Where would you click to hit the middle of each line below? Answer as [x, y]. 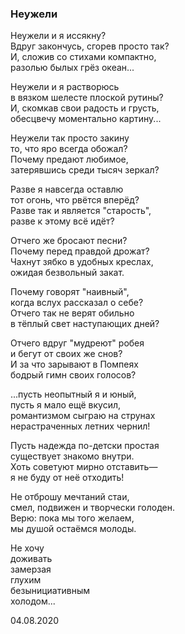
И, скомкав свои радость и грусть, [85, 108]
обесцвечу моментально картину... [86, 119]
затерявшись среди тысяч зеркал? [85, 170]
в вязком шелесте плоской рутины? [87, 98]
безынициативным [50, 591]
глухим [26, 580]
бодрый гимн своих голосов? [73, 375]
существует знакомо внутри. [72, 456]
